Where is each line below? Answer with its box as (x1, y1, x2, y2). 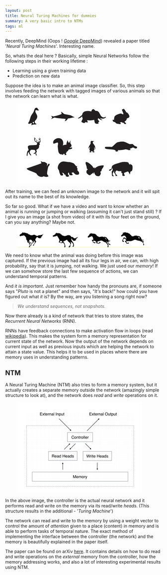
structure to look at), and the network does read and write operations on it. (5, 392, 159, 398)
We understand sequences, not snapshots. (17, 303, 106, 309)
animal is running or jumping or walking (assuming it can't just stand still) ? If (5, 209, 162, 215)
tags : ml (5, 24, 23, 29)
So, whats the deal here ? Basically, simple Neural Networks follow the (5, 53, 149, 59)
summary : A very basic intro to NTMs (5, 18, 83, 23)
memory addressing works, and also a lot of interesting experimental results (5, 559, 161, 565)
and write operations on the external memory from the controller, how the (5, 554, 156, 560)
